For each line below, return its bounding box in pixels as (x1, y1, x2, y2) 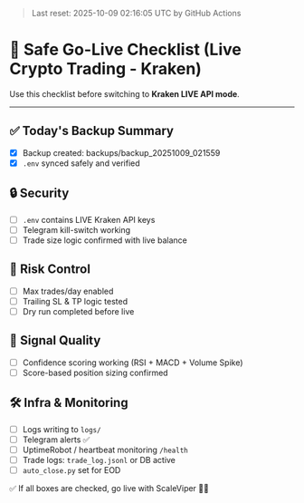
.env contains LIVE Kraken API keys (22, 214, 156, 225)
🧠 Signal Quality (9, 333, 101, 348)
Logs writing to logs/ (22, 423, 101, 434)
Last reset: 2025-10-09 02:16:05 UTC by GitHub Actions (31, 8, 242, 18)
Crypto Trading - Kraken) (9, 59, 202, 80)
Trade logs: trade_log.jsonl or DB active (22, 454, 176, 465)
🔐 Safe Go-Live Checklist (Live (9, 40, 242, 60)
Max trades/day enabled (22, 285, 114, 296)
